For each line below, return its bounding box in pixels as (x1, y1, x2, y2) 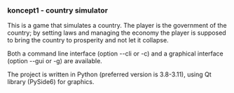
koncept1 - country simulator (7, 6, 109, 15)
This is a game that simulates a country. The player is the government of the (7, 22, 227, 30)
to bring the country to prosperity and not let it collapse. (7, 36, 170, 44)
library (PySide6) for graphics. (7, 78, 95, 86)
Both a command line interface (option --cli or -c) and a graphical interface (7, 49, 224, 58)
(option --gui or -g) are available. (7, 57, 103, 65)
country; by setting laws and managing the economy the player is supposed (7, 28, 226, 37)
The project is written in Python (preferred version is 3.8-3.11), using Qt (7, 70, 212, 78)
